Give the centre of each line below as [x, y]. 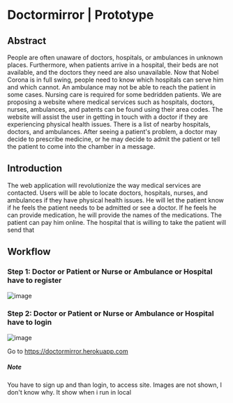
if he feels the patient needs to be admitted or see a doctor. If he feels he [112, 207]
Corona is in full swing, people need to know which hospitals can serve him [115, 80]
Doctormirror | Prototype [81, 15]
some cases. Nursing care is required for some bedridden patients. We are [114, 95]
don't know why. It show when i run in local [69, 392]
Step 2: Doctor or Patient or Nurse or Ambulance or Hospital [111, 314]
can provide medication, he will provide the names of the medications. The [114, 215]
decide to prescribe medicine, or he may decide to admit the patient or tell [114, 139]
